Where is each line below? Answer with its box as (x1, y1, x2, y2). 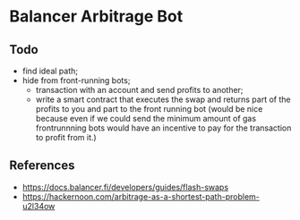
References (9, 158, 75, 173)
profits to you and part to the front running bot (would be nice (35, 104, 263, 114)
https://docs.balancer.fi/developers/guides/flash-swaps (21, 182, 229, 192)
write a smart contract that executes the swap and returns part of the (35, 94, 291, 105)
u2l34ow (21, 200, 56, 211)
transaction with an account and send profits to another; (35, 85, 244, 95)
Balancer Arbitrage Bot (9, 6, 184, 27)
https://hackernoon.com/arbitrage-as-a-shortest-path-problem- (21, 190, 260, 202)
